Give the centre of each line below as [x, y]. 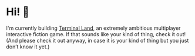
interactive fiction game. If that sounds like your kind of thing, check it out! [96, 34]
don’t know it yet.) [28, 47]
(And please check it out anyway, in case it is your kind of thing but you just [97, 40]
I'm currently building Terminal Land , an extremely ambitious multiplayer [93, 28]
